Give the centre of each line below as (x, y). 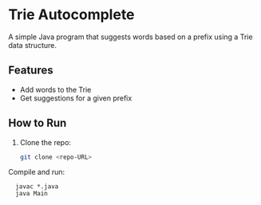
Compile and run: (37, 172)
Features (31, 71)
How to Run (38, 123)
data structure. (33, 45)
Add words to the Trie (55, 89)
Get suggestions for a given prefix (76, 98)
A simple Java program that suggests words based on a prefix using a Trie (130, 37)
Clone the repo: (45, 142)
